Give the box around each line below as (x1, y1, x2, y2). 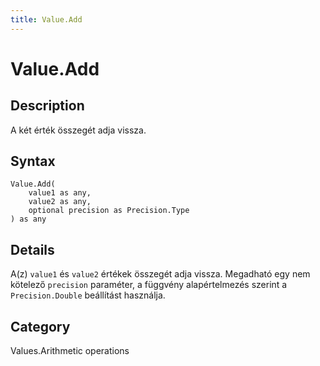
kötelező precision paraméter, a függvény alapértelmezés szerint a (10, 279, 288, 291)
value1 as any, (28, 188, 92, 198)
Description (10, 97, 85, 115)
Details (10, 241, 55, 258)
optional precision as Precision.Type (28, 206, 190, 216)
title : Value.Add (10, 14, 83, 25)
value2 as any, (28, 197, 92, 207)
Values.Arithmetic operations (10, 345, 130, 357)
